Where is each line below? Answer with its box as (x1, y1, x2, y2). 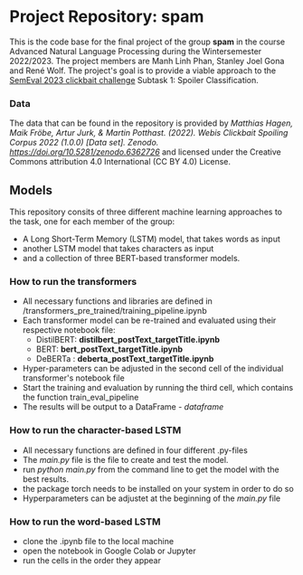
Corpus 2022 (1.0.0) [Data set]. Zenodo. (9, 137, 159, 148)
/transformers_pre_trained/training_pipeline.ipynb (22, 306, 207, 316)
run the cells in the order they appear (22, 554, 161, 566)
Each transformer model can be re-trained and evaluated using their (22, 315, 277, 326)
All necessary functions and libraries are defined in (22, 296, 213, 306)
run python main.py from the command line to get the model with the (22, 464, 279, 475)
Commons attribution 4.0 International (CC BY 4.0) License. (9, 156, 232, 167)
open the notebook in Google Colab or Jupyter (22, 545, 196, 556)
